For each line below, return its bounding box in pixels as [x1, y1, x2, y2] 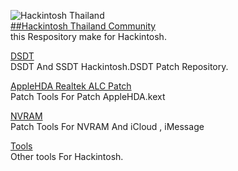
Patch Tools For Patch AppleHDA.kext [10, 91, 166, 102]
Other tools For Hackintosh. [10, 151, 124, 162]
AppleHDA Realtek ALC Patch [10, 80, 132, 92]
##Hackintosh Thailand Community [10, 20, 157, 32]
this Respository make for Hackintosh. [10, 31, 167, 42]
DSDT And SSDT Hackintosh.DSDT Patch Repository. [10, 61, 229, 72]
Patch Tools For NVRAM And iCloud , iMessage [10, 121, 205, 132]
